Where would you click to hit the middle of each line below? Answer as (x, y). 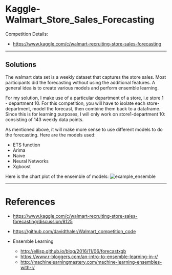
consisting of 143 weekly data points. (45, 119)
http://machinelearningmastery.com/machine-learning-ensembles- (91, 262)
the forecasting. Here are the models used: (50, 135)
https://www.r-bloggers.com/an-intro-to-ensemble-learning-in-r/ (89, 257)
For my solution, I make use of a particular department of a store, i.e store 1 (84, 98)
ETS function (26, 145)
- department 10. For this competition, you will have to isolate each (76, 103)
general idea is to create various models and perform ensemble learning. (82, 88)
